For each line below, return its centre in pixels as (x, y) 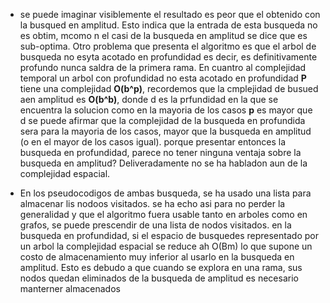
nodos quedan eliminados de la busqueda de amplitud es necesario (159, 278)
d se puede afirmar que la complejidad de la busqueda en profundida (162, 120)
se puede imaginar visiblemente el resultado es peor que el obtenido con (170, 14)
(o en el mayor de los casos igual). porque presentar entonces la (153, 142)
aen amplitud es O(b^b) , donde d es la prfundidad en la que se (149, 99)
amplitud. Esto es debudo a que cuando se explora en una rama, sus (161, 267)
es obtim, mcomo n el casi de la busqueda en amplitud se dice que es (163, 35)
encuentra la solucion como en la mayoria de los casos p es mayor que (166, 110)
